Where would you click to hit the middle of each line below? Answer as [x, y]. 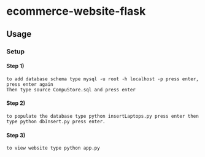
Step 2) [16, 103]
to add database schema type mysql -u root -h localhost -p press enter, [103, 79]
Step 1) [15, 66]
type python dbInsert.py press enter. [56, 121]
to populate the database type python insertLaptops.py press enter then [103, 116]
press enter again [30, 84]
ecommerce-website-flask [76, 11]
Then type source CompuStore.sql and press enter [71, 90]
